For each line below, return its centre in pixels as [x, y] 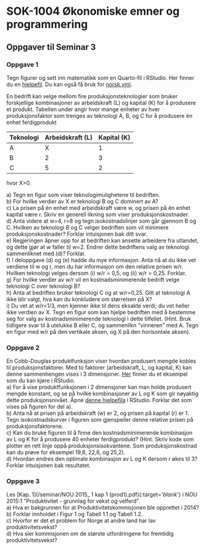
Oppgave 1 [22, 64]
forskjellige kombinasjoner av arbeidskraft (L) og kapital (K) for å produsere [101, 103]
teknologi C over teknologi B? [43, 286]
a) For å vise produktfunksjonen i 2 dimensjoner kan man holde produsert [99, 387]
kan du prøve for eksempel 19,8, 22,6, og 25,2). [66, 452]
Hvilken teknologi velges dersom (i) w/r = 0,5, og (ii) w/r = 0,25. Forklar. [96, 273]
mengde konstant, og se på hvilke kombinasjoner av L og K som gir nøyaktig [102, 393]
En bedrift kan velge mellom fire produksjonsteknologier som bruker [92, 96]
